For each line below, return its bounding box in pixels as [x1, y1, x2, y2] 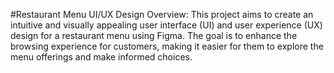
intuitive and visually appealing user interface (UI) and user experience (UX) [10, 19, 323, 31]
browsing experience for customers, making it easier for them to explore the [10, 40, 324, 52]
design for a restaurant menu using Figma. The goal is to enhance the [10, 30, 298, 41]
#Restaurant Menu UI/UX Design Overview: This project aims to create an [10, 9, 314, 20]
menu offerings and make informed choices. [10, 51, 193, 63]
